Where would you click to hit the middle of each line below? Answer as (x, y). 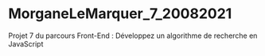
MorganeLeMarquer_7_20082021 (120, 14)
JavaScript (26, 43)
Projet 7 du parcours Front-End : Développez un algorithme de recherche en (133, 35)
